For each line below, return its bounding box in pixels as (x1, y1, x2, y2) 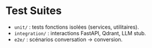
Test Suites (5, 4, 62, 18)
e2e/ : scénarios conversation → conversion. (14, 36, 123, 43)
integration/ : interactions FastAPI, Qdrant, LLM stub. (14, 29, 146, 36)
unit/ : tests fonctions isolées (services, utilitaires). (14, 23, 140, 30)
